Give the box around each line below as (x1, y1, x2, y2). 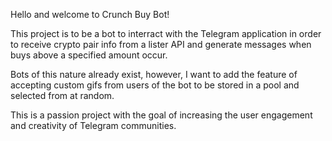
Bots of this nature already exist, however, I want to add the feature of (10, 69, 298, 80)
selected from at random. (10, 90, 115, 101)
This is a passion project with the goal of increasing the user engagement (10, 109, 313, 121)
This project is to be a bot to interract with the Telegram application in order (10, 28, 322, 39)
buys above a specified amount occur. (10, 49, 168, 61)
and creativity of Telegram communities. (10, 120, 177, 131)
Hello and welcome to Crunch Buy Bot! (10, 9, 170, 20)
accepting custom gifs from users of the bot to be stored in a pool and (10, 79, 300, 91)
